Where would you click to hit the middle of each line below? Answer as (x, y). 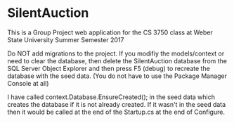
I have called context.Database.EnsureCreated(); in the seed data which (111, 97)
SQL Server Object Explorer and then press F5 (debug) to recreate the (109, 68)
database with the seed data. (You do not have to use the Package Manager (117, 76)
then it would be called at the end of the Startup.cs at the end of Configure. (116, 112)
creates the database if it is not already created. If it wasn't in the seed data (117, 104)
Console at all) (28, 83)
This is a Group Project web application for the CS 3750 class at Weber (110, 32)
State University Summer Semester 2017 (66, 39)
